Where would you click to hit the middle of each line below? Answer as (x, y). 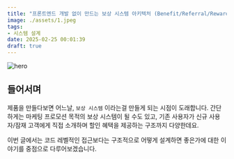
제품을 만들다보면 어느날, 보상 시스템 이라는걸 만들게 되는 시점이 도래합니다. (108, 107)
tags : (15, 26)
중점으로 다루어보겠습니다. (61, 149)
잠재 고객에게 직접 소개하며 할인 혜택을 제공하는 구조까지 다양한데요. (107, 125)
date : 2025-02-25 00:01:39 (46, 40)
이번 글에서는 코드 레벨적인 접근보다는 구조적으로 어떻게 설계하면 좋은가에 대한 (113, 139)
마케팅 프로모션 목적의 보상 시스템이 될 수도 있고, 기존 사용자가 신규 (116, 116)
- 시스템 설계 (24, 33)
